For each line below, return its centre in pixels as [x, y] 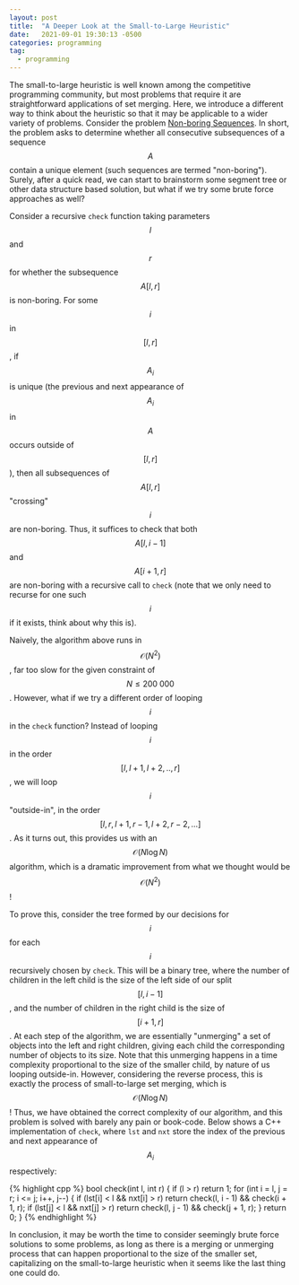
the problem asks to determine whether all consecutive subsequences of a [147, 132]
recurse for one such [48, 594]
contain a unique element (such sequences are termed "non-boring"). [138, 170]
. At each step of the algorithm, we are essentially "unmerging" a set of [140, 1036]
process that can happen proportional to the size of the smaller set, [133, 1254]
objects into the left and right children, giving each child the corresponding [147, 1045]
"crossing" [29, 501]
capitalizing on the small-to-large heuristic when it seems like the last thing [148, 1263]
